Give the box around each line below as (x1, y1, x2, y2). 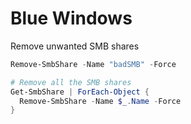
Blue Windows (10, 7, 133, 30)
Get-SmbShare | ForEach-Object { (10, 87, 150, 97)
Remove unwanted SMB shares (10, 40, 140, 52)
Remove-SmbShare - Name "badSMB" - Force (10, 59, 177, 69)
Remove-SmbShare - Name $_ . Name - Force (19, 96, 182, 106)
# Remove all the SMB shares (10, 77, 132, 87)
